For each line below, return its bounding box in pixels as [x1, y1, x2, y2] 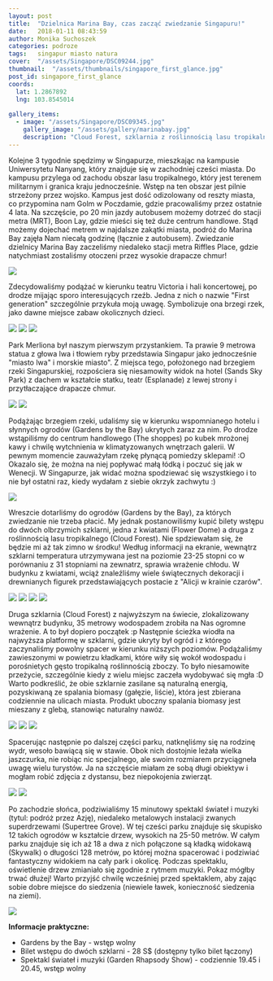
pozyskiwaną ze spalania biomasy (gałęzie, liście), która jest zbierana [8, 687, 241, 697]
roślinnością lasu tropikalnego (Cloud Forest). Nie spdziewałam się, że [8, 533, 244, 543]
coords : [8, 80, 35, 88]
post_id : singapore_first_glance [8, 72, 122, 81]
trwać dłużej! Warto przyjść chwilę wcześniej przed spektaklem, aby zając [8, 873, 258, 883]
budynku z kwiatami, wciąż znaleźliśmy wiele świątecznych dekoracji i [8, 567, 245, 578]
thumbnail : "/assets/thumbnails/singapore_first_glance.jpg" [8, 65, 223, 73]
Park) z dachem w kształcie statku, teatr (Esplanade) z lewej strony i [8, 374, 237, 384]
